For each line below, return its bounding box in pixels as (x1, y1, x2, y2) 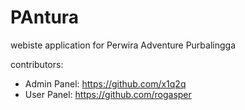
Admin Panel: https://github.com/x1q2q (24, 77, 187, 90)
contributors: (10, 58, 64, 70)
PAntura (10, 6, 80, 29)
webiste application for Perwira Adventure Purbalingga (10, 39, 237, 51)
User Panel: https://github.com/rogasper (24, 88, 192, 100)
